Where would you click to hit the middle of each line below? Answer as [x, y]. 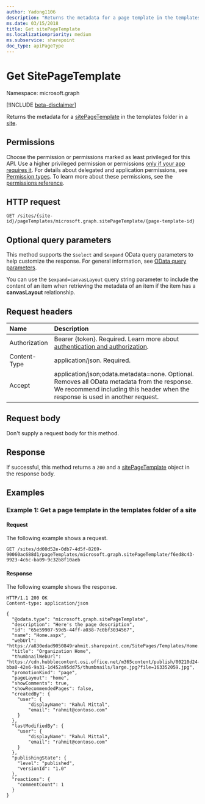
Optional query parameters [59, 240]
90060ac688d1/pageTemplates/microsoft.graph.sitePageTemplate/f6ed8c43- [101, 555]
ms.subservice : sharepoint [41, 40]
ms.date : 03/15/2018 [33, 23]
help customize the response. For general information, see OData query [96, 261]
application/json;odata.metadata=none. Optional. [124, 374]
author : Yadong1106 [31, 12]
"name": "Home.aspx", [39, 635]
